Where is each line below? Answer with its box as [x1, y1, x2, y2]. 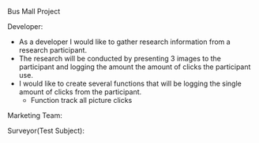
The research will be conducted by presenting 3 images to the [18, 54, 222, 63]
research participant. [18, 46, 88, 54]
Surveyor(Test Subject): [7, 126, 84, 135]
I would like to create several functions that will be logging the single [18, 79, 242, 88]
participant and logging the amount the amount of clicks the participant [18, 62, 251, 71]
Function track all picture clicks [30, 96, 133, 104]
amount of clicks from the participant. [18, 87, 142, 97]
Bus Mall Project [7, 7, 61, 16]
